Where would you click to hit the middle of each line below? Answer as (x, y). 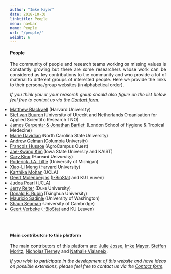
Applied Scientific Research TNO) (44, 120)
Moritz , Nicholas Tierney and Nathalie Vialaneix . (59, 251)
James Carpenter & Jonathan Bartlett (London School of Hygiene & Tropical (87, 125)
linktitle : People (29, 19)
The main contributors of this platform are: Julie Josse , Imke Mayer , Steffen (88, 246)
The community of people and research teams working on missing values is (88, 64)
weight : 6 (20, 38)
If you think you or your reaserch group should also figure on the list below (88, 95)
